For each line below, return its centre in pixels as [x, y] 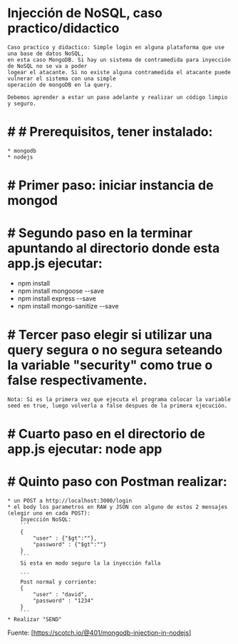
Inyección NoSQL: [46, 520]
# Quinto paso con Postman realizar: [118, 482]
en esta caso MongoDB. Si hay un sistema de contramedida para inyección [119, 60]
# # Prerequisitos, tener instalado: [110, 132]
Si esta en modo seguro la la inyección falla [90, 563]
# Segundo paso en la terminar [100, 233]
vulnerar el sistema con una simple [62, 79]
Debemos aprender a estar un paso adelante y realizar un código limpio [118, 97]
